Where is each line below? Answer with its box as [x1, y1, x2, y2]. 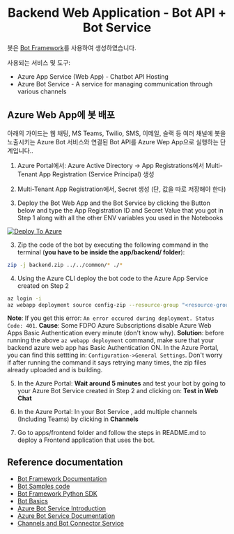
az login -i [7, 295, 42, 302]
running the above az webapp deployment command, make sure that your [7, 336, 214, 344]
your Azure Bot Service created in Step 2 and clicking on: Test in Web [17, 387, 219, 395]
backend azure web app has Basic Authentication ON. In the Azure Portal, [7, 344, 219, 352]
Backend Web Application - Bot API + [7, 5, 227, 21]
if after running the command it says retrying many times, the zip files [7, 358, 207, 367]
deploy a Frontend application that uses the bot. [17, 436, 155, 444]
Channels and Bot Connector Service [17, 519, 124, 528]
